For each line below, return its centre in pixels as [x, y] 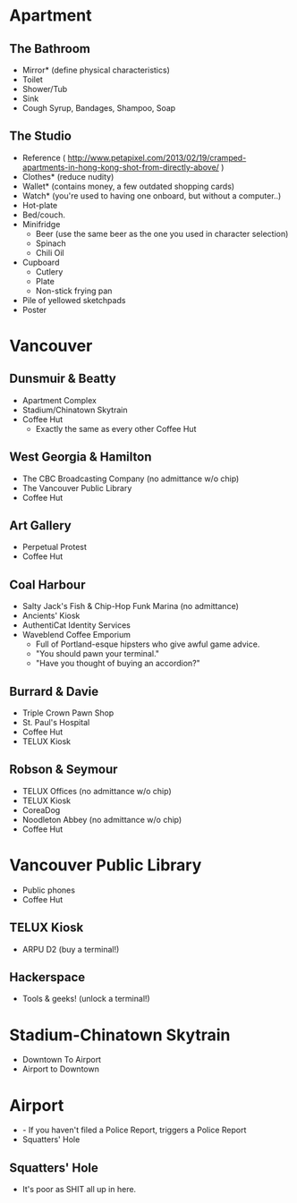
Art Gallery [40, 525]
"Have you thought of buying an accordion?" [118, 664]
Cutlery [49, 271]
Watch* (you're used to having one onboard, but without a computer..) [152, 195]
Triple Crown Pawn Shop [68, 713]
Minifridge [41, 224]
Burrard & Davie [54, 691]
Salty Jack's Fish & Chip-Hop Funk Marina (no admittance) [130, 606]
